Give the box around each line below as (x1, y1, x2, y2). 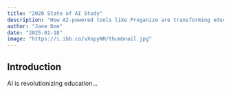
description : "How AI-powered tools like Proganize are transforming (7, 16, 211, 23)
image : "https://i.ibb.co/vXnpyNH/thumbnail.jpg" (7, 36, 153, 43)
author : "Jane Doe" (7, 23, 63, 30)
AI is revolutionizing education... (7, 79, 98, 87)
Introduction (7, 61, 62, 73)
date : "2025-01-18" (7, 29, 63, 36)
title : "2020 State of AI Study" (7, 10, 103, 17)
